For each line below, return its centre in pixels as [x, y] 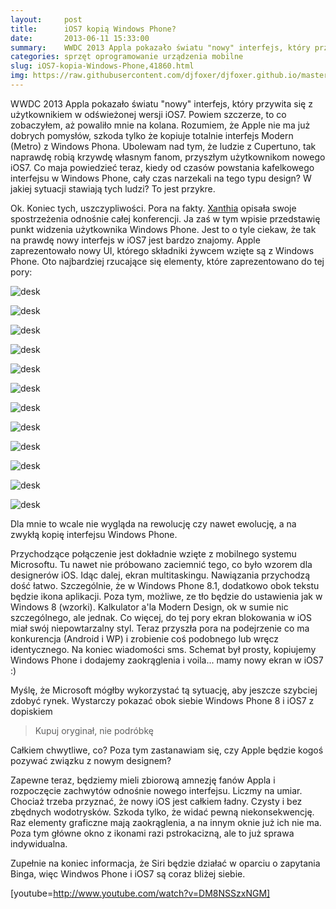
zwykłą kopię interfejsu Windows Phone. [94, 534]
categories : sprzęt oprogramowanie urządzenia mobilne [127, 57]
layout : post [46, 19]
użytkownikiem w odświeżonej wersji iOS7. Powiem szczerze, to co [148, 114]
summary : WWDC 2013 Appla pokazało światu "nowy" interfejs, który [160, 47]
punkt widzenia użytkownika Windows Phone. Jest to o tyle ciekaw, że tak [163, 229]
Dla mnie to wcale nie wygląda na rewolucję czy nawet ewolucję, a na [153, 523]
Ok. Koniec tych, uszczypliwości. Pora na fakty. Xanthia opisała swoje [153, 208]
